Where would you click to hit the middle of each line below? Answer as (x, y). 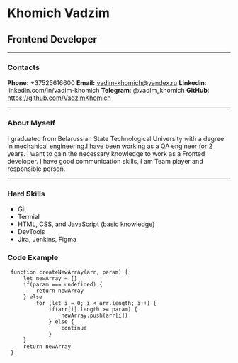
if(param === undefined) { (63, 285)
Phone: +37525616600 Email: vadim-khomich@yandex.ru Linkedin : (107, 83)
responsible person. (36, 169)
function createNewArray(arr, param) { (69, 272)
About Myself (31, 123)
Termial (29, 216)
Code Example (33, 257)
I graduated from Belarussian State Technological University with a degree (116, 138)
